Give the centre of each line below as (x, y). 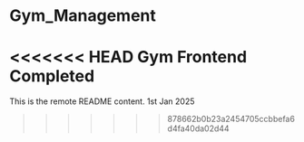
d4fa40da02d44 (198, 128)
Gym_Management (83, 16)
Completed (52, 76)
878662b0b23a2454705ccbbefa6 (231, 119)
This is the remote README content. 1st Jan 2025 (102, 101)
